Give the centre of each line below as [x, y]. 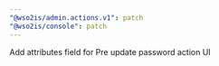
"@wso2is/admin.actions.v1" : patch [76, 18]
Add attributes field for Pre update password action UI [110, 52]
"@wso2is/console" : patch [58, 26]
